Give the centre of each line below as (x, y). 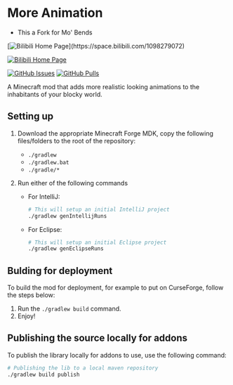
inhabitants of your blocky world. (55, 94)
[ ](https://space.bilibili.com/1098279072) (96, 46)
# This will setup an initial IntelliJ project (99, 209)
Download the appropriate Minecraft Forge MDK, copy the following (115, 133)
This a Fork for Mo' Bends (55, 32)
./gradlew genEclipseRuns (66, 249)
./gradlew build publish (44, 374)
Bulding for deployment (60, 271)
